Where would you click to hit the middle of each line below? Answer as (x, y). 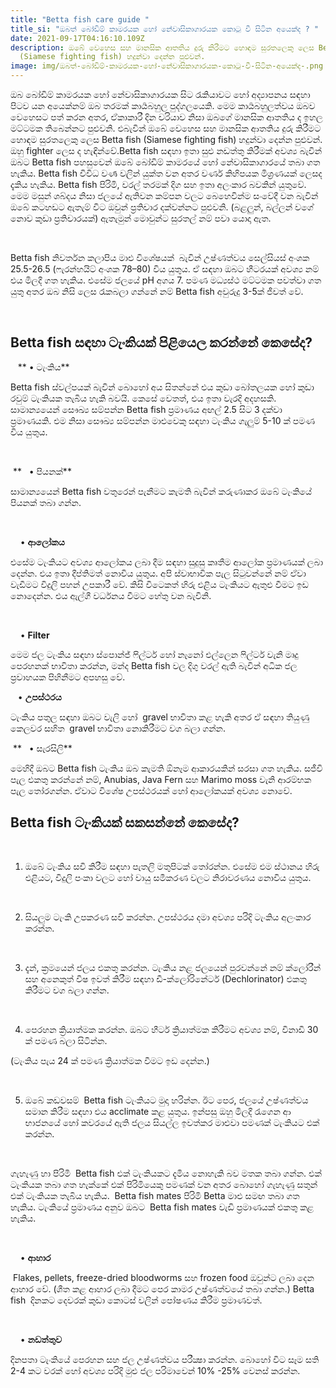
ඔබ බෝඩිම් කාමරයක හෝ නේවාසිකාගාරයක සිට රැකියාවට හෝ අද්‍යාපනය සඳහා (160, 94)
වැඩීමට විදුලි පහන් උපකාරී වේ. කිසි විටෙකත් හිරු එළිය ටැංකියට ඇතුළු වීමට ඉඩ (159, 584)
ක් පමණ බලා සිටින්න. (66, 1040)
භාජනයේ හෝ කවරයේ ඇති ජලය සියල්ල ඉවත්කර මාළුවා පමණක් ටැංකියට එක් (172, 1122)
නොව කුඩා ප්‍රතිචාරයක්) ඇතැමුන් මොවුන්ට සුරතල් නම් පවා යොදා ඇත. (141, 218)
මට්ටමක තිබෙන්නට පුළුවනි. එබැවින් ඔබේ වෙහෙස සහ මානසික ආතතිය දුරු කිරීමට (166, 128)
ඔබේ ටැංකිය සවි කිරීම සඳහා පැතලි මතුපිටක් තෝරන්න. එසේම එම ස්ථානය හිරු (172, 866)
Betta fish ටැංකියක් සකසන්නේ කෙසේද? (125, 822)
